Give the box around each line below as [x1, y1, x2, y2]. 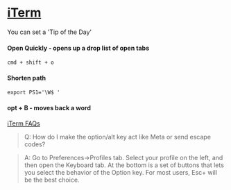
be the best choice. [24, 175, 80, 184]
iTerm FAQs [7, 119, 40, 128]
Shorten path [7, 74, 46, 82]
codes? [24, 140, 46, 148]
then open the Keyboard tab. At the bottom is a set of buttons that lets [24, 161, 224, 169]
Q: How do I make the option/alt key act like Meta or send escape [24, 132, 212, 141]
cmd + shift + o [7, 59, 54, 67]
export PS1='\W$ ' [7, 89, 60, 96]
